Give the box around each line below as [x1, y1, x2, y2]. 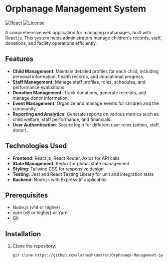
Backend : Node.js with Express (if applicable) [12, 176, 107, 182]
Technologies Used [5, 142, 67, 150]
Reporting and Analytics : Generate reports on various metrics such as [12, 111, 159, 117]
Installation [5, 230, 41, 238]
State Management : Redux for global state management [12, 160, 129, 166]
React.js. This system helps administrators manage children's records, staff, [5, 35, 162, 41]
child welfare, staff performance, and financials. [12, 116, 112, 122]
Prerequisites [5, 191, 48, 200]
